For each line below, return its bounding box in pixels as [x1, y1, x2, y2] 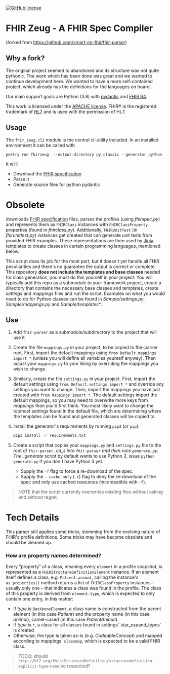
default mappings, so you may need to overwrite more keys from [13, 397, 148, 403]
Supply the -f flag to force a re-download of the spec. [20, 468, 134, 474]
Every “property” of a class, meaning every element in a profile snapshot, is [6, 564, 162, 570]
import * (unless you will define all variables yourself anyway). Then [13, 355, 156, 361]
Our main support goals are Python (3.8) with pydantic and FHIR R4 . [6, 93, 147, 99]
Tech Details [6, 512, 60, 523]
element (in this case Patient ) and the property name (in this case [13, 611, 150, 617]
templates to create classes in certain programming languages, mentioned [6, 243, 161, 249]
